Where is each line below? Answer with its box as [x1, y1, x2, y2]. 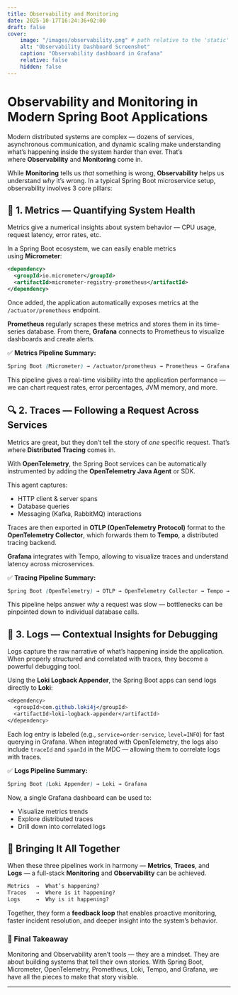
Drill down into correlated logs [17, 822, 106, 830]
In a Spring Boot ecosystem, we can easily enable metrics [7, 244, 176, 253]
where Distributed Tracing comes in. [7, 445, 116, 454]
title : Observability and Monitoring [7, 10, 119, 18]
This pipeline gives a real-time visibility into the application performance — [7, 375, 226, 384]
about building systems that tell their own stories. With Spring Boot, [7, 957, 204, 966]
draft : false [7, 23, 46, 31]
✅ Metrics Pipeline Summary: [7, 348, 96, 357]
